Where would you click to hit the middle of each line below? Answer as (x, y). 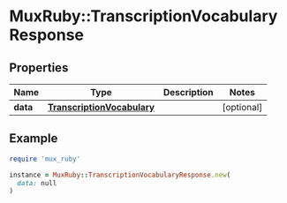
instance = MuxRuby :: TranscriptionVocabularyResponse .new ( (120, 175)
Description (188, 92)
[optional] (242, 107)
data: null (37, 183)
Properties (39, 68)
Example (34, 139)
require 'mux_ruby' (45, 159)
